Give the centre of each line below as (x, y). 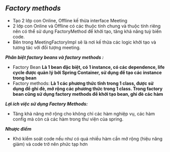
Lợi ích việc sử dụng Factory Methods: (46, 104)
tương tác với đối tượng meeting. (47, 47)
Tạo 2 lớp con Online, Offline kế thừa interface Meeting (70, 20)
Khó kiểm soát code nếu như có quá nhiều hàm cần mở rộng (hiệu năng (88, 138)
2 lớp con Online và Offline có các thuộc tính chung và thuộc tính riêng (87, 26)
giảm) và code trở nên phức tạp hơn (50, 144)
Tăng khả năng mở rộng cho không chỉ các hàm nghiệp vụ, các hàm (84, 113)
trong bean (24, 78)
